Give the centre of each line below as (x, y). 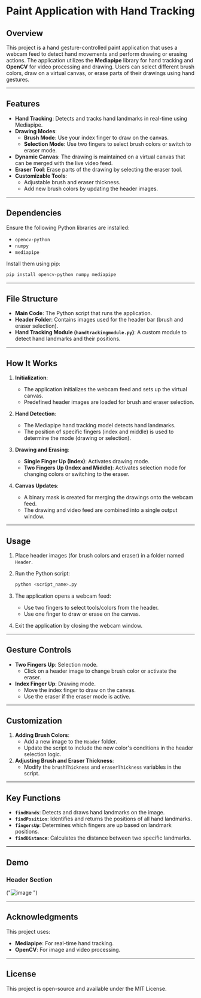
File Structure (32, 299)
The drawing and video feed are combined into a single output (100, 510)
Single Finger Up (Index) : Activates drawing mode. (87, 461)
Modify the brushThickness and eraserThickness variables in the (102, 767)
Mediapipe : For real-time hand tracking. (64, 943)
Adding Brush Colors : (42, 735)
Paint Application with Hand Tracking (100, 11)
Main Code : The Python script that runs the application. (83, 313)
